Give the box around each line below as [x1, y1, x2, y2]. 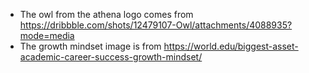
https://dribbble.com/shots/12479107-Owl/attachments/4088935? [19, 19, 293, 31]
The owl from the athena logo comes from [19, 9, 194, 20]
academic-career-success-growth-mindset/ [19, 51, 203, 63]
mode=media [19, 30, 75, 41]
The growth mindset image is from [19, 40, 162, 52]
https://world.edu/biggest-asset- [163, 40, 299, 52]
